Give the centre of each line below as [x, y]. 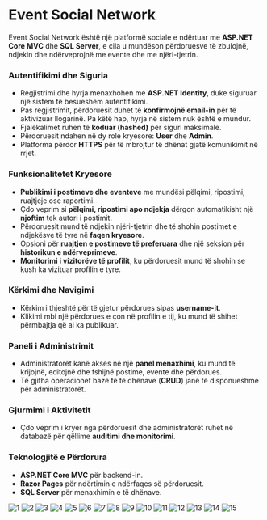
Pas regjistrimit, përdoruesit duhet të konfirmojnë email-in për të [128, 110]
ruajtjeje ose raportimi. [57, 201]
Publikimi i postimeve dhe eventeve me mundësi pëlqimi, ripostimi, [132, 192]
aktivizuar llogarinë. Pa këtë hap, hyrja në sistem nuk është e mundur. [136, 119]
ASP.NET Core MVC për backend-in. [81, 475]
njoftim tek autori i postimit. [66, 218]
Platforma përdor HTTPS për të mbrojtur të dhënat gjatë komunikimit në [139, 145]
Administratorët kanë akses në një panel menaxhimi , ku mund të [127, 364]
